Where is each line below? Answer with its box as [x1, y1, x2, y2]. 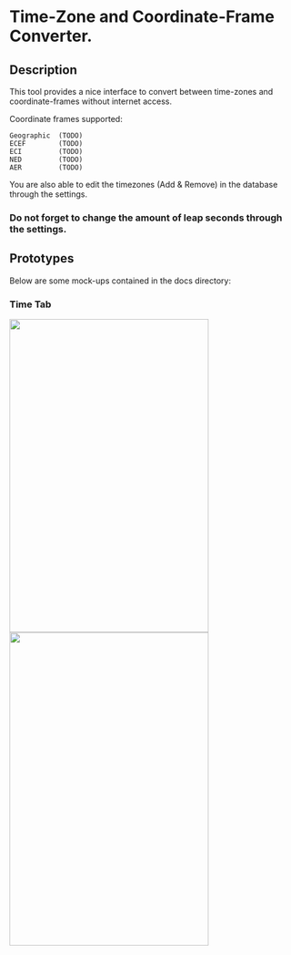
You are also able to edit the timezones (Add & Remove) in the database [9, 180, 278, 190]
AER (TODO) [9, 163, 84, 172]
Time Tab [9, 298, 52, 311]
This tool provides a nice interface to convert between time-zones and [9, 87, 274, 97]
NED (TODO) [9, 155, 84, 164]
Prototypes [9, 251, 75, 266]
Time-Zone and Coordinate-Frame [9, 6, 275, 27]
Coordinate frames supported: [9, 114, 123, 124]
